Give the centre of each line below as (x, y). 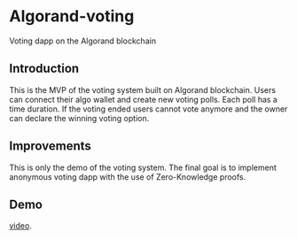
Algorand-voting (72, 16)
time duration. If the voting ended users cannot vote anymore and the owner (148, 109)
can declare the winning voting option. (79, 118)
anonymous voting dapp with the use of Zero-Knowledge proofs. (128, 177)
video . (21, 226)
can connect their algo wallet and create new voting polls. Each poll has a (143, 99)
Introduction (44, 69)
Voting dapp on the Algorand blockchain (83, 41)
